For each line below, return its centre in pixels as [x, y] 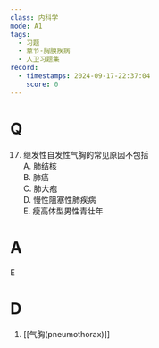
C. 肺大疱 [40, 188]
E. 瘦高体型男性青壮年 [63, 211]
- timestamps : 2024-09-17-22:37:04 [84, 76]
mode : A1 [26, 26]
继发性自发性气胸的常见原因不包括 [86, 154]
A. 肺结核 [40, 166]
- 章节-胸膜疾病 [44, 51]
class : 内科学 [34, 17]
